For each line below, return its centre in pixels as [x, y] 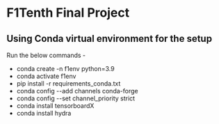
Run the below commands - [46, 55]
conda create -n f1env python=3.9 [66, 69]
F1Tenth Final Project [68, 13]
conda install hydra [44, 113]
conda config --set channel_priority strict [76, 98]
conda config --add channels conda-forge [77, 91]
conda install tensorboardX [55, 106]
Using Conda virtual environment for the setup [109, 39]
